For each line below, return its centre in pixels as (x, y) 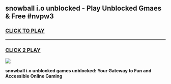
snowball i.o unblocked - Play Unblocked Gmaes (83, 8)
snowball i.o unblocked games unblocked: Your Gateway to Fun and (78, 70)
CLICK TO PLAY (25, 31)
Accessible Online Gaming (34, 76)
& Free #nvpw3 (30, 17)
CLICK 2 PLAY (23, 50)
